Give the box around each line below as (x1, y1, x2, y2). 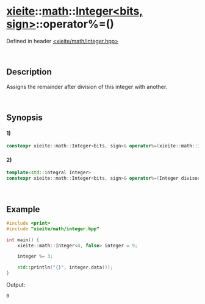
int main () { (6, 236, 40, 243)
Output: (6, 281, 26, 289)
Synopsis (6, 113, 43, 123)
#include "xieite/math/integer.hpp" (6, 225, 99, 232)
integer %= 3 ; (17, 253, 53, 260)
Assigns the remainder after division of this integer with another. (6, 83, 168, 90)
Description (6, 67, 52, 77)
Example (6, 204, 40, 214)
